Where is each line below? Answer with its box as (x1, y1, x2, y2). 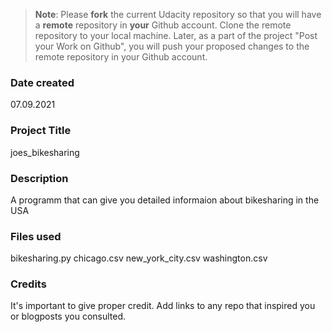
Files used (10, 229, 62, 243)
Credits (10, 277, 47, 291)
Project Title (10, 124, 72, 138)
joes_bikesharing (10, 146, 80, 158)
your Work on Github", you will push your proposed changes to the (34, 40, 310, 52)
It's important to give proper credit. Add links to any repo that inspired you (10, 300, 316, 312)
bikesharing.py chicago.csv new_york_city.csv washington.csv (10, 252, 268, 264)
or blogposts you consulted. (10, 310, 127, 323)
